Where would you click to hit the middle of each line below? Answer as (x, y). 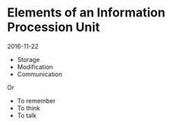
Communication (40, 74)
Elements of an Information (86, 13)
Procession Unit (54, 27)
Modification (35, 67)
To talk (26, 115)
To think (29, 108)
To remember (36, 100)
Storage (28, 59)
